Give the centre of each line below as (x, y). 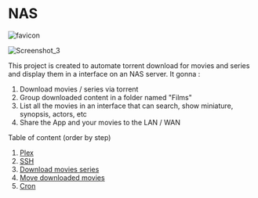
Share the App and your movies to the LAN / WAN (100, 122)
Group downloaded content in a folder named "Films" (105, 97)
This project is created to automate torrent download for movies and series (129, 65)
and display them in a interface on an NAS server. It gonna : (104, 74)
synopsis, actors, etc (53, 113)
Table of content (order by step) (60, 137)
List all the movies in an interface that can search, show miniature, (126, 106)
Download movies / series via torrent (79, 89)
